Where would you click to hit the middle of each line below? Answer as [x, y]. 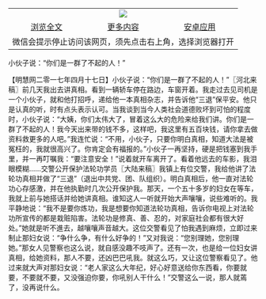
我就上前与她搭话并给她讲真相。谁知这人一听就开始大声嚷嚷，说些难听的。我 [133, 198]
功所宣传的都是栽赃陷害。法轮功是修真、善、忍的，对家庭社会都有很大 [123, 218]
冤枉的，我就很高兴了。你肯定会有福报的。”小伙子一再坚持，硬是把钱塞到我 [129, 149]
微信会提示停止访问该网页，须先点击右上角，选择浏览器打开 [123, 42]
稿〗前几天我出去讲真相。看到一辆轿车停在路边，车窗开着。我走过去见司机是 [133, 89]
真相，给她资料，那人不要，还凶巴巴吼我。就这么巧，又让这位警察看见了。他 [133, 257]
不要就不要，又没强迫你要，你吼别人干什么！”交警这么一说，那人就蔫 [135, 277]
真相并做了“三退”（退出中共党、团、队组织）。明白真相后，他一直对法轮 [138, 178]
